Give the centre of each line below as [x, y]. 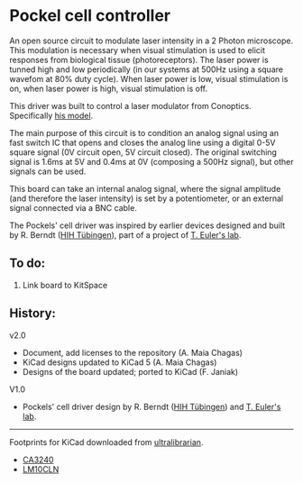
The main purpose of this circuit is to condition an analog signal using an [144, 132]
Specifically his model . [51, 115]
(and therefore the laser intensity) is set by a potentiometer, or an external [147, 198]
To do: [28, 264]
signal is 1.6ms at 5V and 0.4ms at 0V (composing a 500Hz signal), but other [151, 161]
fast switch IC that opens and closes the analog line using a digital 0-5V [142, 142]
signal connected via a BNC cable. [73, 207]
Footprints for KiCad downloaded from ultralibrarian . [106, 442]
